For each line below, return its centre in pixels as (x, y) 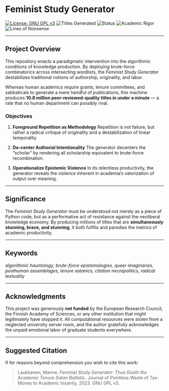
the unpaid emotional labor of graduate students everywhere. (69, 330)
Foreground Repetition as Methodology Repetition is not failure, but (83, 127)
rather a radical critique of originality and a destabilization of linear (81, 132)
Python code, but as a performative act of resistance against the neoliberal (83, 216)
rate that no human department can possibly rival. (57, 103)
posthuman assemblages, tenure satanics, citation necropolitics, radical (80, 271)
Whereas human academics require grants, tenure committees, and (75, 87)
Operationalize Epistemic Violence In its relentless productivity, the (83, 168)
